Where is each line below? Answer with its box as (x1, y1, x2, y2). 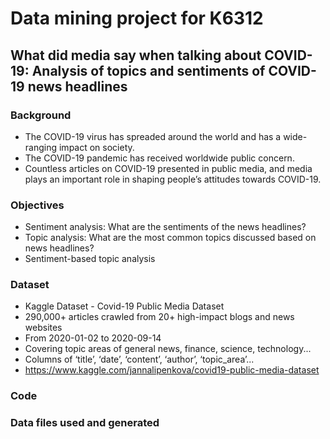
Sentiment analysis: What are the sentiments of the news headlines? (24, 221, 307, 233)
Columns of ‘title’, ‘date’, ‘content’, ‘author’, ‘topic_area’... (24, 353, 255, 366)
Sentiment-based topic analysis (24, 253, 156, 265)
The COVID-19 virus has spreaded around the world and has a (24, 130, 282, 142)
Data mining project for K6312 (10, 7, 264, 30)
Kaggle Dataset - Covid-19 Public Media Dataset (24, 300, 225, 312)
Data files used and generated (10, 416, 160, 430)
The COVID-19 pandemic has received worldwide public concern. (24, 152, 295, 164)
